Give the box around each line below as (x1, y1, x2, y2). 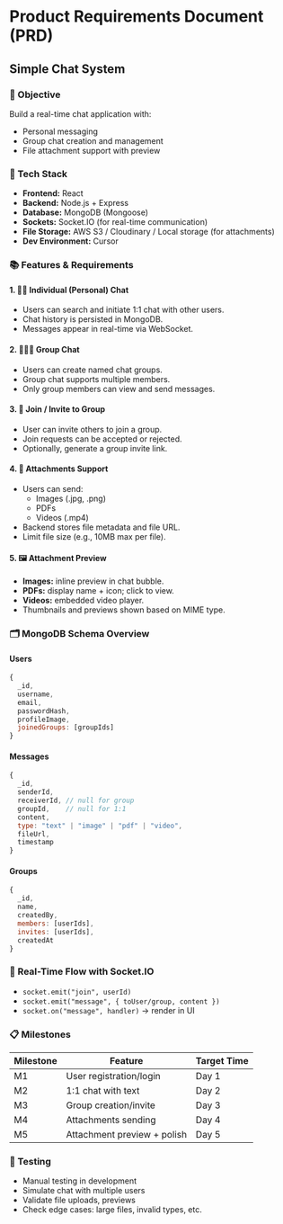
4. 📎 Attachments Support (9, 463, 109, 474)
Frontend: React (22, 188, 84, 199)
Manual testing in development (22, 1175, 137, 1186)
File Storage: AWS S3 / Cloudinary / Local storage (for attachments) (22, 227, 276, 237)
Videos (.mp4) (35, 512, 90, 523)
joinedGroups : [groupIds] (17, 723, 115, 732)
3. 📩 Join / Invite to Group (9, 404, 106, 415)
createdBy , (17, 911, 58, 920)
